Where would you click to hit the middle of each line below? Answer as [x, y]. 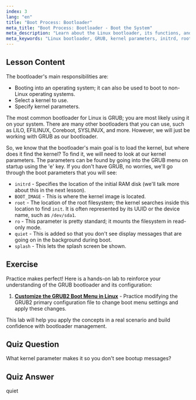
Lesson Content [36, 62]
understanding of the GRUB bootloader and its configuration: [79, 285]
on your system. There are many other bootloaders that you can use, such [95, 124]
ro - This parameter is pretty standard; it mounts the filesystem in [93, 221]
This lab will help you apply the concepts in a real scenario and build [88, 320]
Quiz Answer [30, 377]
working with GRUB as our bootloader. [52, 136]
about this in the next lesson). [50, 190]
